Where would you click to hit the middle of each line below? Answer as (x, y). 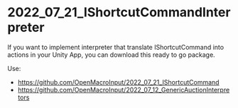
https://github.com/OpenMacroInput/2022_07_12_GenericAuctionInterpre (124, 90)
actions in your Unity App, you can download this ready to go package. (111, 55)
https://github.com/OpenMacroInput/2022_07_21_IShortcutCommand (118, 82)
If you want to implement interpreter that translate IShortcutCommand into (116, 47)
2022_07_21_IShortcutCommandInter (119, 12)
